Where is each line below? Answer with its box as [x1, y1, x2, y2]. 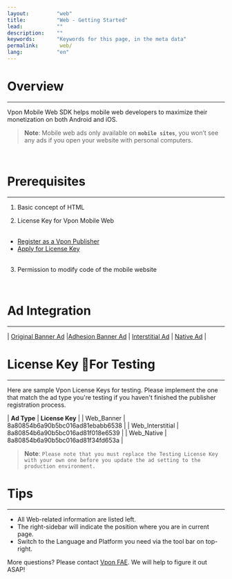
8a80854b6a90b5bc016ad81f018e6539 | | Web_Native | [7, 428, 167, 436]
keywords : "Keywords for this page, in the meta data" [7, 36, 187, 43]
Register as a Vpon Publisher [17, 237, 100, 246]
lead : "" [7, 23, 64, 30]
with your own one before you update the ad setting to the [23, 457, 201, 463]
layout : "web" [7, 10, 72, 17]
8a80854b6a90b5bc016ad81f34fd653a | [7, 436, 124, 444]
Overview [7, 79, 64, 94]
